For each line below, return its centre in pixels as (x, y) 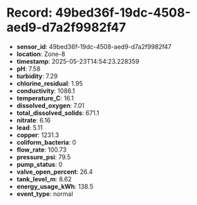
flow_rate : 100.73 (41, 150)
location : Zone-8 (41, 54)
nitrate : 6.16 (34, 120)
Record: (30, 13)
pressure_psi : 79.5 (44, 157)
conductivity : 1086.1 (46, 91)
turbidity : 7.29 (37, 76)
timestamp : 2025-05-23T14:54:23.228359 (78, 61)
